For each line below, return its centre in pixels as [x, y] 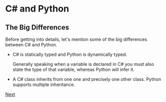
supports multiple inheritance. [44, 84]
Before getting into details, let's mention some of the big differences [76, 39]
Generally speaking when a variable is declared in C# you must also [83, 64]
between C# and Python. [31, 45]
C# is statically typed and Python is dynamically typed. [70, 54]
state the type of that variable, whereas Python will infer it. [74, 69]
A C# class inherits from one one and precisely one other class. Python [87, 79]
